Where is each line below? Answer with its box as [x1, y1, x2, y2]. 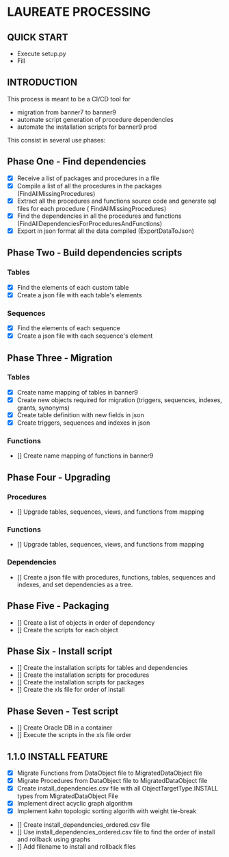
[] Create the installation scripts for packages [16, 678, 145, 686]
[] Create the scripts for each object [16, 625, 118, 634]
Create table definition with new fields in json [16, 410, 145, 419]
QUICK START [7, 32, 68, 43]
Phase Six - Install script [7, 645, 113, 657]
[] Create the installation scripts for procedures [16, 671, 150, 679]
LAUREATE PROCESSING [7, 4, 151, 20]
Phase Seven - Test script [7, 705, 119, 717]
